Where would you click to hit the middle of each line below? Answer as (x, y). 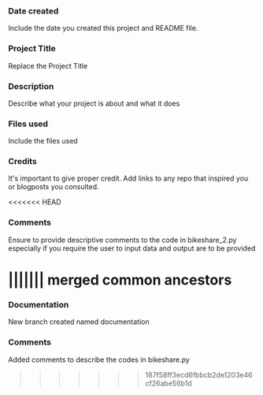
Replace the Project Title (48, 65)
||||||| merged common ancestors (120, 279)
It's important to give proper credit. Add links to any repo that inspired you (128, 178)
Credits (22, 162)
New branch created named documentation (79, 322)
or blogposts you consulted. (54, 187)
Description (31, 86)
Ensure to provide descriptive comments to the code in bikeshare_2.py (122, 240)
